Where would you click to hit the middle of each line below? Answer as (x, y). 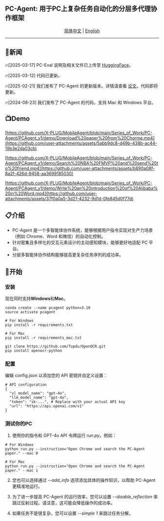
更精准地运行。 (27, 486)
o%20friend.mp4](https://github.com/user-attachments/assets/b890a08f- (80, 169)
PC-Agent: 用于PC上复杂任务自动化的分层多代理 (78, 9)
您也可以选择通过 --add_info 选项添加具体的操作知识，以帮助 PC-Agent (84, 480)
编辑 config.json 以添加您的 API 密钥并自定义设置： (56, 375)
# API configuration (26, 385)
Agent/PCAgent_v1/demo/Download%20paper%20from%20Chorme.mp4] (80, 138)
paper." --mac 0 (21, 453)
